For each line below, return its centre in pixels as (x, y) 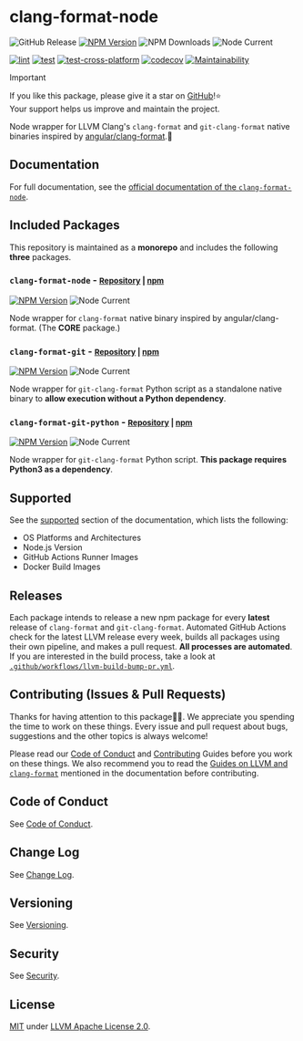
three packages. (40, 256)
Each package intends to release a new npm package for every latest (140, 618)
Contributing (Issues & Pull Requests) (118, 695)
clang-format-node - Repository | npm (87, 280)
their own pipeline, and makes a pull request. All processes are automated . (151, 647)
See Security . (35, 976)
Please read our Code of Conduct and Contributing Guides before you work (151, 754)
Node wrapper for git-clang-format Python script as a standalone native (146, 389)
